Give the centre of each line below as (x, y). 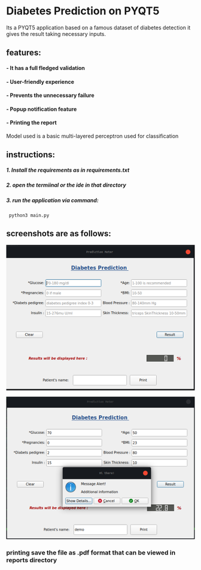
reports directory (32, 560)
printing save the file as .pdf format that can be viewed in (91, 553)
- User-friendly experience (40, 81)
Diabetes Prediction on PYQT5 (83, 11)
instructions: (31, 155)
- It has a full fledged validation (46, 68)
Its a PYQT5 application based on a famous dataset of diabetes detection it (98, 28)
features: (24, 53)
